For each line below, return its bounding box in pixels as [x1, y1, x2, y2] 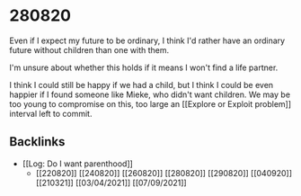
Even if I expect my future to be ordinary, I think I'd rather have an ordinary [9, 35, 286, 46]
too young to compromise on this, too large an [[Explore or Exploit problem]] [9, 98, 292, 109]
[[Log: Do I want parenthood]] [22, 158, 133, 169]
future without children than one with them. [9, 44, 170, 55]
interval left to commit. [9, 108, 93, 119]
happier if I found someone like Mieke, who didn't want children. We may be [9, 89, 290, 100]
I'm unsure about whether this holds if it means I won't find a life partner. [9, 62, 279, 73]
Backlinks [9, 134, 66, 149]
